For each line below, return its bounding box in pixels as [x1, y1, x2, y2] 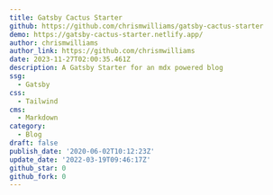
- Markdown [17, 113, 59, 122]
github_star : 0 [9, 164, 67, 173]
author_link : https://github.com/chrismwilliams [9, 47, 196, 56]
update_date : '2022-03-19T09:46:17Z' [9, 155, 151, 164]
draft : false [9, 138, 59, 147]
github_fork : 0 [9, 172, 67, 181]
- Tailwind [17, 96, 59, 106]
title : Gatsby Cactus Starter [9, 13, 123, 22]
